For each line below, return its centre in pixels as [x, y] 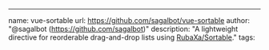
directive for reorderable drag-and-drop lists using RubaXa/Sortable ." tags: [132, 37]
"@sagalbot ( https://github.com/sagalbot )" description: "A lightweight [123, 29]
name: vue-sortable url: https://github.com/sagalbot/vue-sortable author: [129, 20]
